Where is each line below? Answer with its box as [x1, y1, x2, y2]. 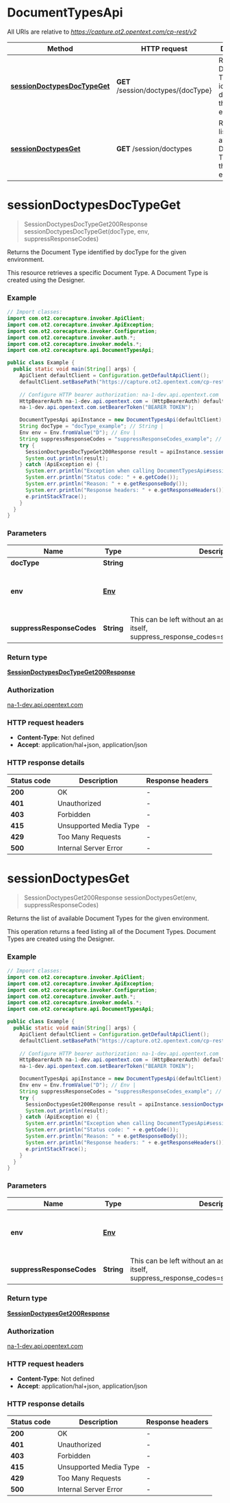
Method [47, 43, 73, 53]
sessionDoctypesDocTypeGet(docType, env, [23, 227, 149, 235]
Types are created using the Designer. [7, 935, 115, 943]
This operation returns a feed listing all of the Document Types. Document [7, 927, 216, 935]
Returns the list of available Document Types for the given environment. [7, 914, 209, 922]
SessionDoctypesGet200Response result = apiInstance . [25, 1101, 183, 1108]
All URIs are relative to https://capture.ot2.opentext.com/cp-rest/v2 [7, 27, 197, 36]
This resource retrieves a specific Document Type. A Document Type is [7, 268, 209, 276]
